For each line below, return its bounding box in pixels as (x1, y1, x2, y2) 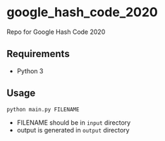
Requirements (6, 48, 70, 60)
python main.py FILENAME (6, 106, 80, 113)
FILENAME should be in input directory (16, 118, 131, 127)
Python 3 (16, 66, 44, 75)
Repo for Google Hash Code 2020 (6, 27, 106, 36)
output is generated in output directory (16, 126, 130, 135)
